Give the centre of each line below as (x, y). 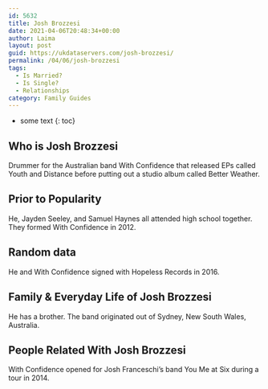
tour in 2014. (29, 378)
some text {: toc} (48, 121)
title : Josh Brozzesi (45, 23)
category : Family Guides (50, 98)
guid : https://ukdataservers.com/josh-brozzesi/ (91, 53)
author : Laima (32, 38)
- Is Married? (39, 76)
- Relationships (43, 90)
